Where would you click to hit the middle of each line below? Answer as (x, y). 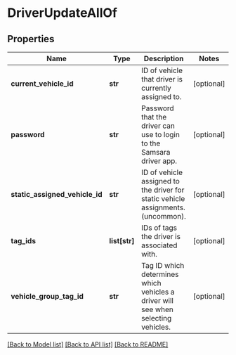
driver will (158, 301)
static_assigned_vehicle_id (57, 194)
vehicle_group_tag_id (47, 296)
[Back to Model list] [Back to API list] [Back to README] (88, 344)
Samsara (156, 152)
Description (164, 59)
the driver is (161, 237)
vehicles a (158, 292)
